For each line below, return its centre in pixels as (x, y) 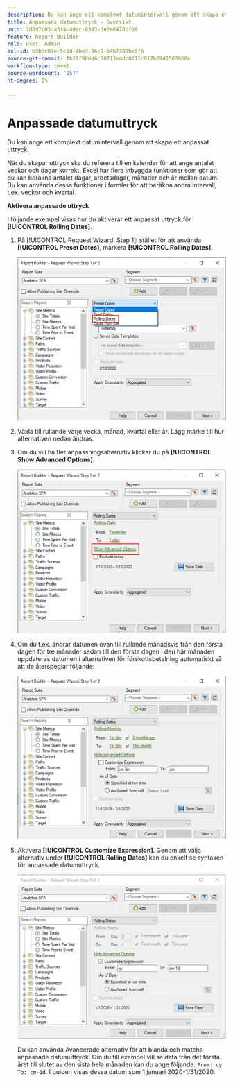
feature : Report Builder (43, 37)
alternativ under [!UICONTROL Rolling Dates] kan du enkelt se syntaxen (120, 858)
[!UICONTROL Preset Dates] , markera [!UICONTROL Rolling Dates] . (115, 248)
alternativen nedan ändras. (55, 439)
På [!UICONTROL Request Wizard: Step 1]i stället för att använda (109, 240)
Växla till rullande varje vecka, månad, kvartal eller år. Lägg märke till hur (120, 432)
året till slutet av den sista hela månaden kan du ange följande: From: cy (120, 1064)
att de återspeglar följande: (56, 666)
